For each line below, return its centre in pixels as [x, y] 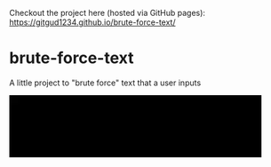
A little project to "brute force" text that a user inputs [105, 83]
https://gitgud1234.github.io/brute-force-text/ [92, 22]
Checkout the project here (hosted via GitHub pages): [108, 13]
